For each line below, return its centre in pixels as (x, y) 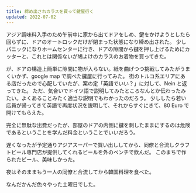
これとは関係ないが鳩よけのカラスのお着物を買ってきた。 (100, 56)
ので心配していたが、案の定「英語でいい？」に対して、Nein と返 (109, 83)
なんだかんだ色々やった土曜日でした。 (52, 184)
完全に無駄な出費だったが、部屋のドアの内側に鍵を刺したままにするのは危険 (98, 125)
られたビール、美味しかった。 (42, 159)
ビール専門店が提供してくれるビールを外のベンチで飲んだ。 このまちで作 (99, 152)
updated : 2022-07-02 (31, 17)
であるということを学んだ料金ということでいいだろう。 (72, 132)
